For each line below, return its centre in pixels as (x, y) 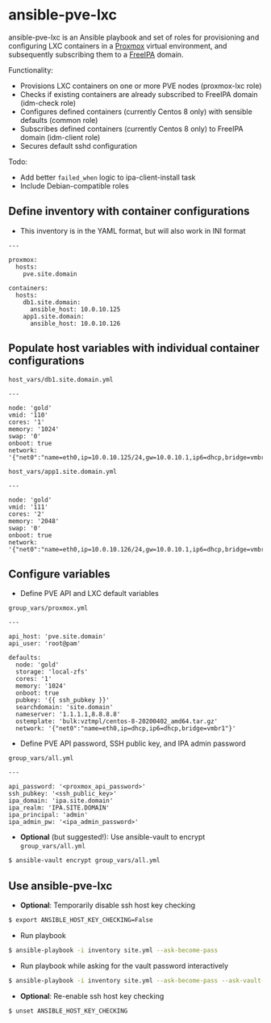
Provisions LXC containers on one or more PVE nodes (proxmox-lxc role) (141, 86)
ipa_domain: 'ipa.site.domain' (61, 801)
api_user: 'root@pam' (45, 644)
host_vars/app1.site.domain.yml (63, 471)
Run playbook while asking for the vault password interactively (124, 966)
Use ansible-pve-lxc (60, 886)
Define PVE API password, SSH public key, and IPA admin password (133, 744)
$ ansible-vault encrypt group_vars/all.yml (84, 860)
